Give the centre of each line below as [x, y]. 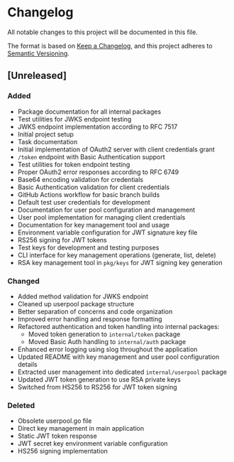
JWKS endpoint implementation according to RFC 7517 [97, 127]
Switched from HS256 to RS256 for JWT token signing [97, 387]
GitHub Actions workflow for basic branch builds [89, 194]
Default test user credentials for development [84, 202]
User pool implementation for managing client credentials [101, 217]
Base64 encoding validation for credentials [80, 179]
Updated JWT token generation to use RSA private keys [99, 379]
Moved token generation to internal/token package [104, 334]
